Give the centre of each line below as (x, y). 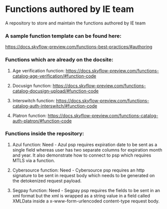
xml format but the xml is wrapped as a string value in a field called (81, 196)
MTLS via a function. (34, 160)
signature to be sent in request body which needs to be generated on (83, 175)
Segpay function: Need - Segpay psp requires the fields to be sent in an (86, 190)
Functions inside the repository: (45, 134)
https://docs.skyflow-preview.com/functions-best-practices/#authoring (79, 47)
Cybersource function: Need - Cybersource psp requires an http (79, 170)
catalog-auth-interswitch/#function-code (55, 106)
